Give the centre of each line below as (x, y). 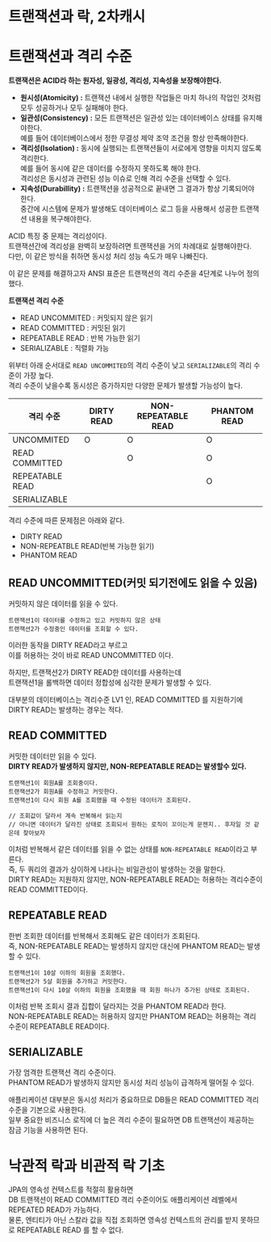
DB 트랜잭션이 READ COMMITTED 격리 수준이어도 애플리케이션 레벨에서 (123, 1200)
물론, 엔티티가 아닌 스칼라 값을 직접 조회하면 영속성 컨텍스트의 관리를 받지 (123, 1220)
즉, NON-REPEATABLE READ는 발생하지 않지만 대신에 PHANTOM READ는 (127, 945)
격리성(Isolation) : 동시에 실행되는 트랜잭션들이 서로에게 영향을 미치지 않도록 (141, 148)
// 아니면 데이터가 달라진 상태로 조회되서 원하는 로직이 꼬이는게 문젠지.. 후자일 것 (129, 824)
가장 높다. (38, 376)
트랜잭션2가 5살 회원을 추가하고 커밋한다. (68, 981)
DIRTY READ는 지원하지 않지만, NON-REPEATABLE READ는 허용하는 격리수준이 (135, 879)
